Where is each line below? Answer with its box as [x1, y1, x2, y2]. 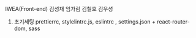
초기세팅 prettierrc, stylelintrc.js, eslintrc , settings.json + [13, 18, 156, 25]
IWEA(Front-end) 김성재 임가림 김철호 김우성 [5, 5, 113, 12]
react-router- [157, 18, 190, 25]
